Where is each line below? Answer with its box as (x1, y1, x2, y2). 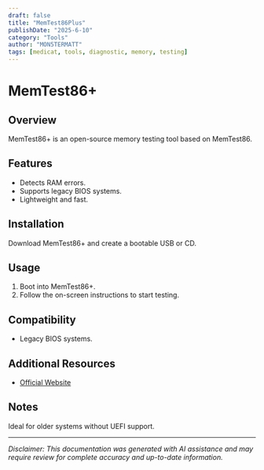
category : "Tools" (8, 33, 68, 42)
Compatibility (8, 313, 76, 327)
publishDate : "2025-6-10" (8, 26, 93, 34)
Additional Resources (8, 357, 115, 370)
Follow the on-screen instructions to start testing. (19, 291, 179, 300)
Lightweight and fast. (19, 194, 89, 204)
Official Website (19, 378, 71, 387)
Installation (8, 217, 64, 231)
